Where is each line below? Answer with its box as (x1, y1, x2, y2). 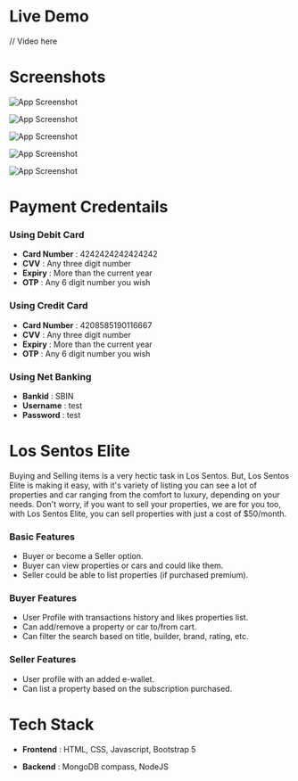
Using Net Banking (9, 370, 92, 382)
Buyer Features (9, 592, 78, 604)
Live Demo (9, 6, 89, 27)
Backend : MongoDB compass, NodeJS (21, 760, 170, 772)
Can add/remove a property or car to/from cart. (21, 621, 197, 632)
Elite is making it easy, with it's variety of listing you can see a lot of (9, 480, 257, 490)
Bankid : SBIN (21, 390, 74, 401)
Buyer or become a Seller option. (21, 551, 145, 562)
